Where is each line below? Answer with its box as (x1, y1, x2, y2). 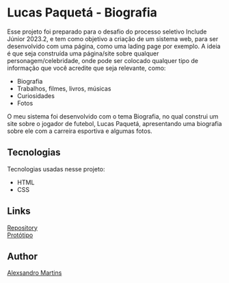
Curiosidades (16, 91, 55, 100)
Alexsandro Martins (7, 269, 62, 277)
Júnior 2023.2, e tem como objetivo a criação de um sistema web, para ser (7, 34, 219, 42)
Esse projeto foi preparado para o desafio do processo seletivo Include (7, 27, 207, 36)
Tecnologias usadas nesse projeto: (7, 164, 105, 173)
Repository (7, 223, 38, 232)
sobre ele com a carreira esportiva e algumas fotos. (7, 127, 152, 135)
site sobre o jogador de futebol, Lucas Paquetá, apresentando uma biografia (7, 119, 222, 127)
